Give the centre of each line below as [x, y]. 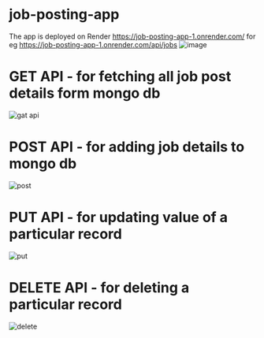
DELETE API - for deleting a [99, 287]
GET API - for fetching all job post [120, 77]
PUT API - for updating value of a [118, 217]
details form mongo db [85, 93]
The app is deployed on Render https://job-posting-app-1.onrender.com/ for [132, 36]
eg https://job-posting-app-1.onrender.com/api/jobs [93, 44]
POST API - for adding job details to [127, 147]
